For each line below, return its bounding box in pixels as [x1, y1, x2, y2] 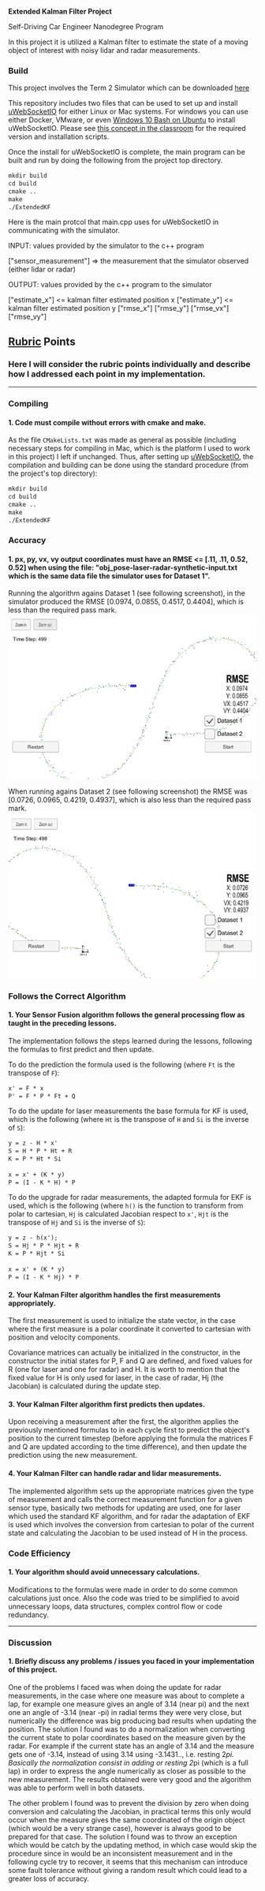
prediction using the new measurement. [8, 1451, 138, 1460]
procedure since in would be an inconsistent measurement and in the [8, 1848, 233, 1858]
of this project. [8, 1665, 58, 1675]
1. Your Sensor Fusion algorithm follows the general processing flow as [8, 1010, 245, 1020]
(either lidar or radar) [8, 264, 77, 275]
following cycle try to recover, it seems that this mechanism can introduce [8, 1857, 248, 1867]
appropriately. [8, 1298, 57, 1308]
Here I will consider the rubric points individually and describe [8, 358, 251, 369]
